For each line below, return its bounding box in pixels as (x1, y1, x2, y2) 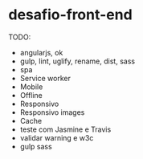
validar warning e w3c (19, 132, 94, 142)
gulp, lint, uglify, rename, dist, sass (19, 56, 135, 66)
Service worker (19, 73, 71, 83)
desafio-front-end (8, 6, 133, 24)
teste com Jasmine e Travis (19, 124, 112, 134)
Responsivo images (19, 107, 85, 117)
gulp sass (19, 141, 52, 151)
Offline (19, 90, 43, 100)
